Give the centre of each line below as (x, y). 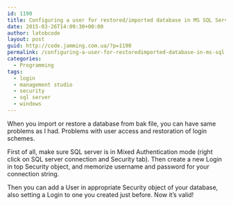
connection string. (33, 173)
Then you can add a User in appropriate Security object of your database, (113, 187)
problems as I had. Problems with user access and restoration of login (107, 131)
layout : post (26, 40)
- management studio (43, 85)
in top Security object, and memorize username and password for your (108, 166)
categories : (24, 59)
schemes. (21, 138)
